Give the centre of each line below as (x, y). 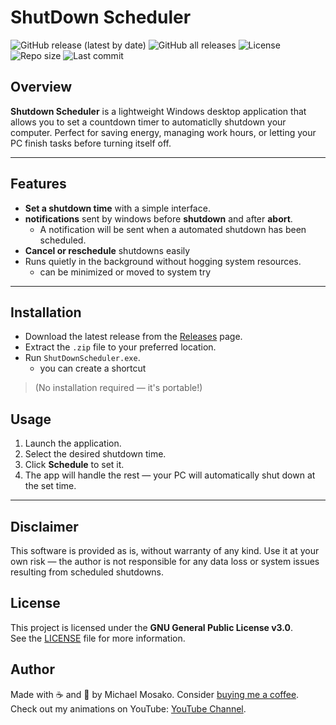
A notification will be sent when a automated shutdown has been (173, 229)
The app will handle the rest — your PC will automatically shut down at (170, 475)
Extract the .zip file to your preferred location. (120, 347)
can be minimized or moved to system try (125, 272)
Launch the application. (73, 443)
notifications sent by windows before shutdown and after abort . (158, 218)
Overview (41, 87)
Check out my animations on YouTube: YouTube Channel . (128, 708)
